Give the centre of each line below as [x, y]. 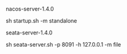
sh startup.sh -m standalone [41, 21]
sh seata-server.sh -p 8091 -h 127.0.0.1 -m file [63, 44]
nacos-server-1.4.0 [30, 9]
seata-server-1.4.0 [29, 33]
